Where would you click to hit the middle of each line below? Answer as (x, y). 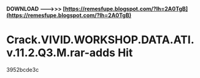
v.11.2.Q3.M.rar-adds (61, 53)
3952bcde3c (23, 69)
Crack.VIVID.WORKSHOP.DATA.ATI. (100, 40)
